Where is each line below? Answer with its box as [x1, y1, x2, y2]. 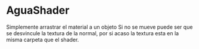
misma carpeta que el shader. [6, 36, 79, 43]
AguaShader [6, 4, 70, 17]
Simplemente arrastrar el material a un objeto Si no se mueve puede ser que [6, 23, 193, 30]
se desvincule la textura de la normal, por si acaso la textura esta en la [6, 29, 179, 36]
